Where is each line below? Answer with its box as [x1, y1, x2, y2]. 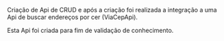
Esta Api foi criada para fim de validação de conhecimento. [7, 27, 174, 34]
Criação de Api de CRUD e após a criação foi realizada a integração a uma [7, 6, 217, 14]
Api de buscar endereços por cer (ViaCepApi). [7, 13, 138, 21]
